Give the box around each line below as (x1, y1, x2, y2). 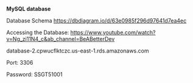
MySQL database (6, 5, 51, 12)
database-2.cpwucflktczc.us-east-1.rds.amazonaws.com (6, 47, 149, 54)
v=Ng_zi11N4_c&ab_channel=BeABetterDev (6, 35, 115, 42)
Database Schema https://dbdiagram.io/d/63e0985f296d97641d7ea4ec (6, 17, 187, 24)
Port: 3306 (6, 59, 33, 66)
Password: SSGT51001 (6, 71, 63, 78)
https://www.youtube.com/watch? (70, 29, 156, 36)
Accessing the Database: (6, 29, 69, 36)
